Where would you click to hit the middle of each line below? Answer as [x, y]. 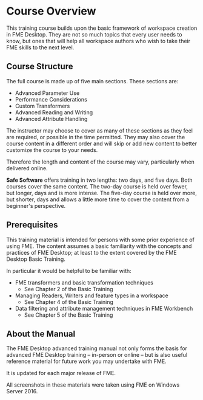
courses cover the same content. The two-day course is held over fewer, [97, 186]
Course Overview [51, 11]
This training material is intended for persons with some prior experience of [101, 240]
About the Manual [41, 333]
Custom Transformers [42, 106]
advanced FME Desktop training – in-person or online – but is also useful [97, 355]
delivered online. [27, 168]
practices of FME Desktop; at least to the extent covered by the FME [92, 252]
